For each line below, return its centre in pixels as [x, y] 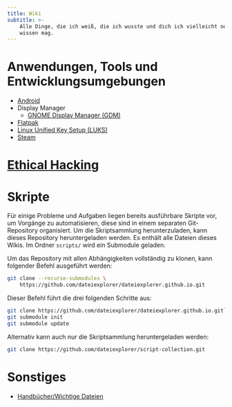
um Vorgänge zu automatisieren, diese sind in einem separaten [97, 223]
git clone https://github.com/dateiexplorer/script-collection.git [106, 349]
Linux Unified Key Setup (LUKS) [62, 130]
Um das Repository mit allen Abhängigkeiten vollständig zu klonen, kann [110, 259]
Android [28, 101]
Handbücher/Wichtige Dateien [60, 396]
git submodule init [35, 317]
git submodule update [38, 324]
